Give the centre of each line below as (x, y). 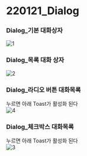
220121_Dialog (43, 11)
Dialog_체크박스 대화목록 (40, 127)
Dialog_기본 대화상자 (35, 31)
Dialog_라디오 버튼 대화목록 (43, 90)
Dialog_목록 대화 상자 (35, 60)
